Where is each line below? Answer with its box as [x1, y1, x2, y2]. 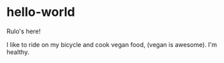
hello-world [6, 4, 76, 20]
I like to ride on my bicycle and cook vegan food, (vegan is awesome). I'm [6, 40, 217, 48]
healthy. [6, 48, 29, 56]
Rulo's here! [6, 27, 41, 35]
